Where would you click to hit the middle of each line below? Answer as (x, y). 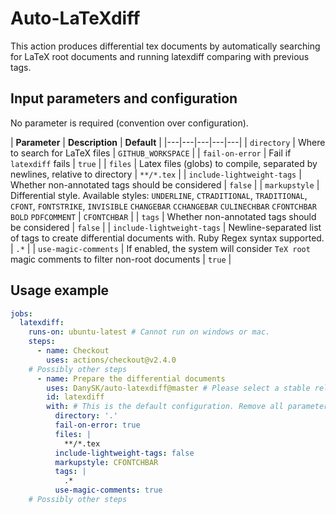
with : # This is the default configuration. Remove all (165, 407)
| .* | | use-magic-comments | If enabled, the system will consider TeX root (160, 248)
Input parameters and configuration (124, 98)
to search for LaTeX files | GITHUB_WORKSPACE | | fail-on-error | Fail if (151, 153)
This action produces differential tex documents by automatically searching (165, 46)
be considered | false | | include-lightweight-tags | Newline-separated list (166, 227)
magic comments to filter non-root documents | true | (121, 259)
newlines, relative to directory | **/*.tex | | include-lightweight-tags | (156, 174)
